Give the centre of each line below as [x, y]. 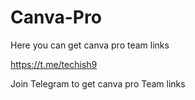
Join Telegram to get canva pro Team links [98, 83]
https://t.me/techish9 [54, 64]
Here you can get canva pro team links [90, 45]
